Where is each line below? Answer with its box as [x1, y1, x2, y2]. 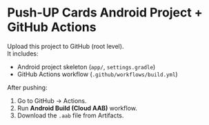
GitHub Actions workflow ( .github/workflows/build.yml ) [17, 70, 178, 78]
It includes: [7, 49, 39, 58]
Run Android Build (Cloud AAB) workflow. [17, 104, 138, 112]
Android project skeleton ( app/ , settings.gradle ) [17, 62, 156, 71]
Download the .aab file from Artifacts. [17, 111, 124, 120]
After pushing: [7, 83, 48, 91]
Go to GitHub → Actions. [17, 96, 87, 104]
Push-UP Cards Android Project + [7, 5, 203, 21]
